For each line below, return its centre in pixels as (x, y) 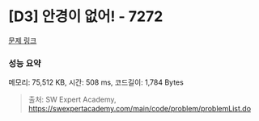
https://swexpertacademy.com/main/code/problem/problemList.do (140, 109)
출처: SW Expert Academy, (72, 100)
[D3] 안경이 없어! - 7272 (86, 17)
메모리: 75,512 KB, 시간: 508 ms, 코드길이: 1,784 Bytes (96, 82)
